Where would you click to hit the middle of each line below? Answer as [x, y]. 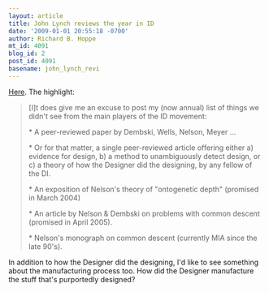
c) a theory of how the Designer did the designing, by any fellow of [140, 165]
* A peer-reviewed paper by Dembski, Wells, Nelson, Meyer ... [132, 131]
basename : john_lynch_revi [54, 69]
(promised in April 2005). [70, 222]
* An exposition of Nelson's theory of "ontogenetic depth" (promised [143, 189]
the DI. [39, 173]
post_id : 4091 [33, 62]
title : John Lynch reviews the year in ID [81, 24]
